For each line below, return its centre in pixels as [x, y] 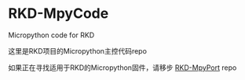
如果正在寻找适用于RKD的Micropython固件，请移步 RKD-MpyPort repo [122, 68]
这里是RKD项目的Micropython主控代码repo [78, 50]
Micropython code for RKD [51, 35]
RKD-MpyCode [59, 14]
